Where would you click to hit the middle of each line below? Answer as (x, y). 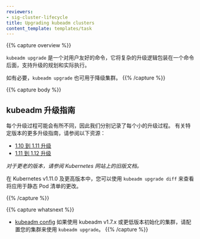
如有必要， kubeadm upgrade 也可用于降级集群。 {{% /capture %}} (86, 78)
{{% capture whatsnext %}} (40, 210)
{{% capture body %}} (34, 90)
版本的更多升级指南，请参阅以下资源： (58, 133)
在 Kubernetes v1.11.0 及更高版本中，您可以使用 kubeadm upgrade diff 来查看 (100, 179)
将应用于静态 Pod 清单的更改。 (44, 186)
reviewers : (20, 12)
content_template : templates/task (49, 28)
